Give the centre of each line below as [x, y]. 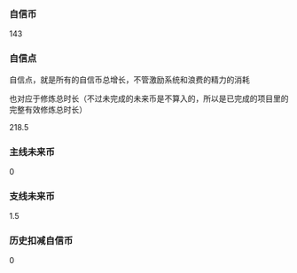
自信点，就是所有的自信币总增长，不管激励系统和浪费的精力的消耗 [129, 79]
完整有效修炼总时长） [48, 109]
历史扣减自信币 [41, 241]
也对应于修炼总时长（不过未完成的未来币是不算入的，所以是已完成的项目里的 [149, 98]
